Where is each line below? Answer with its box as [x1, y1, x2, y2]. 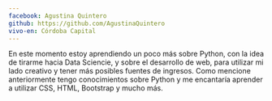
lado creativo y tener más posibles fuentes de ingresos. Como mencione [8, 66, 252, 76]
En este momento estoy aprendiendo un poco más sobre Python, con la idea [8, 49, 265, 59]
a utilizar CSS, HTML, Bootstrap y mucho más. [8, 83, 164, 93]
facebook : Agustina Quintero [8, 11, 107, 20]
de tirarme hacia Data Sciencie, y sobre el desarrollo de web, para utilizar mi [8, 57, 264, 67]
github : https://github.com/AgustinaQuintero [8, 19, 165, 27]
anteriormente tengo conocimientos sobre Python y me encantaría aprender [8, 74, 264, 85]
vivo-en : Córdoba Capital [8, 27, 96, 35]
